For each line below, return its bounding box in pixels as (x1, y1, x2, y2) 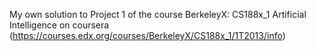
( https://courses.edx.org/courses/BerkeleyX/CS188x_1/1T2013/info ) (9, 30, 286, 41)
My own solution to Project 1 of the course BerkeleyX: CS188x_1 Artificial (9, 9, 307, 20)
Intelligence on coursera (9, 19, 110, 31)
